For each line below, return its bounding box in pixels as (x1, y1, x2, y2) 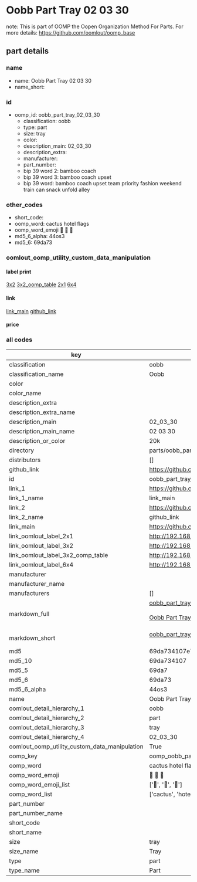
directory (9, 446, 34, 454)
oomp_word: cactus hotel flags (14, 220, 90, 228)
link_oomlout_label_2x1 (9, 532, 74, 540)
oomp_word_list (9, 790, 53, 798)
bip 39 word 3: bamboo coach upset (23, 174, 111, 181)
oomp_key (9, 752, 38, 760)
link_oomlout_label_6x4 (9, 561, 74, 569)
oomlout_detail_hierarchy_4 (9, 733, 84, 741)
